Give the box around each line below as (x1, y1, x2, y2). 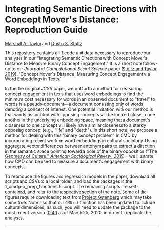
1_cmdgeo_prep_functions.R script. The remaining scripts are (5, 183, 128, 189)
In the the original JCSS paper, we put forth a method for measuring (5, 85, 142, 91)
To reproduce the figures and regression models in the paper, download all (5, 173, 155, 179)
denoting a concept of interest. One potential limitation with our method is (5, 106, 153, 112)
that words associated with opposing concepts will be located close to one (5, 111, 155, 117)
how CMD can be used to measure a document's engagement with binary (5, 158, 154, 164)
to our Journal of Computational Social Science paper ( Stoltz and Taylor (11, 65, 157, 72)
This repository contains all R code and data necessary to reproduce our (5, 50, 151, 56)
